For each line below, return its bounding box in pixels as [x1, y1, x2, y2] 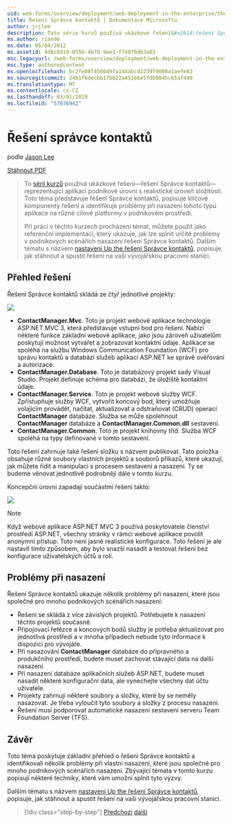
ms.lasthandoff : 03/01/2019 [7, 94, 88, 101]
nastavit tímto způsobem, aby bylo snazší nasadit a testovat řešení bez [7, 544, 209, 553]
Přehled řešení [7, 272, 71, 283]
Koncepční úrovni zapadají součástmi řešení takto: [7, 482, 151, 491]
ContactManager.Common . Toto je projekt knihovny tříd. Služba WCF [17, 426, 217, 435]
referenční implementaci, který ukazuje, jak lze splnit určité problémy [23, 229, 221, 238]
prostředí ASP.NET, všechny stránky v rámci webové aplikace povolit [7, 529, 204, 538]
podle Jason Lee [7, 153, 55, 161]
